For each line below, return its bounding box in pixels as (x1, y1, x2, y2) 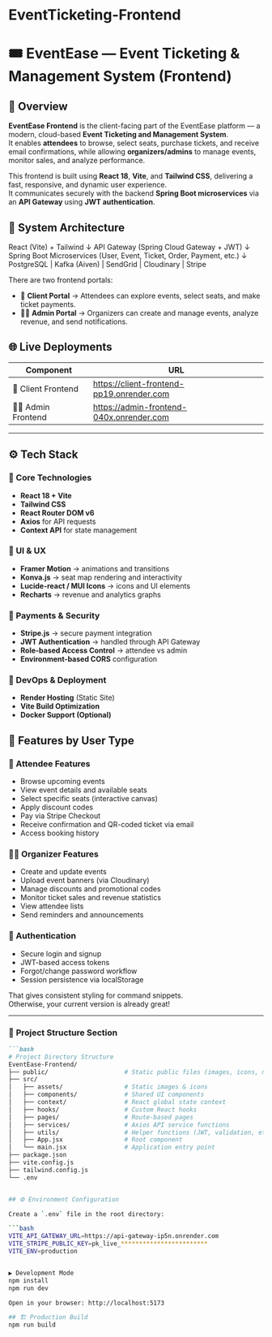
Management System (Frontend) (8, 67, 232, 86)
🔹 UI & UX (8, 546, 46, 557)
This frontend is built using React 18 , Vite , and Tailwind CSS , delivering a (8, 171, 253, 181)
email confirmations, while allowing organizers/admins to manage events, (8, 147, 257, 157)
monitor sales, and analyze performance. (8, 156, 146, 166)
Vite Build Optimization (19, 701, 100, 711)
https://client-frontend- (92, 377, 185, 389)
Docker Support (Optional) (19, 710, 112, 720)
